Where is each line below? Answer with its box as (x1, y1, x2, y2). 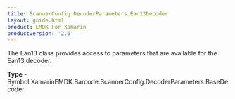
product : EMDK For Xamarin (7, 23, 87, 30)
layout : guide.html (7, 17, 65, 24)
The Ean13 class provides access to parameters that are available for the (7, 49, 218, 58)
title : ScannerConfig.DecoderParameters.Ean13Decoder (7, 10, 169, 18)
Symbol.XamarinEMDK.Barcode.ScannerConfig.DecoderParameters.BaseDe (7, 78, 229, 86)
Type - (7, 70, 27, 79)
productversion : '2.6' (7, 29, 74, 37)
